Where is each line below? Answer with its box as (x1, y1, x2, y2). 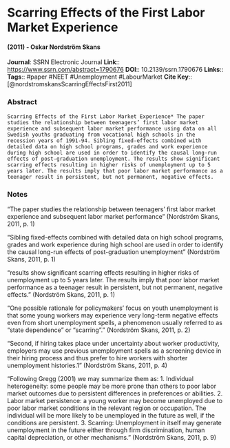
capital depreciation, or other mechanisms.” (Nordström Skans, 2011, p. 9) (7, 433, 217, 441)
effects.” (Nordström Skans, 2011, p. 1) (7, 290, 116, 298)
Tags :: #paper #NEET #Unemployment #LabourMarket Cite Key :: (7, 72, 193, 81)
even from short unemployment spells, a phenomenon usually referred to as (7, 318, 222, 327)
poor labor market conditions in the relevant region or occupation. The (7, 404, 207, 412)
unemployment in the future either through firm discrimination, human (7, 426, 205, 434)
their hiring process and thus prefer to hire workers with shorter (7, 353, 188, 362)
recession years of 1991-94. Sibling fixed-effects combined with (7, 137, 202, 144)
